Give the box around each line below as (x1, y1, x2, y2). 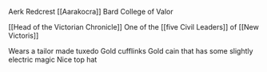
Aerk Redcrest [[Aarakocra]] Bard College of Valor (8, 7, 173, 16)
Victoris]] (8, 31, 39, 40)
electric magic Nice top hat (8, 55, 98, 64)
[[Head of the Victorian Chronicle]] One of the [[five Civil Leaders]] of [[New (8, 22, 260, 31)
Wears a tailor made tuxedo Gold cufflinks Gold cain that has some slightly (8, 46, 253, 55)
